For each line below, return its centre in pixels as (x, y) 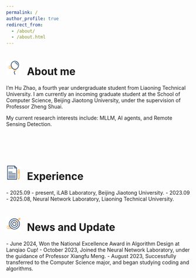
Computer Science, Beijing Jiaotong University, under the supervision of (93, 100)
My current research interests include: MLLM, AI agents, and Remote (89, 118)
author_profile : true (33, 18)
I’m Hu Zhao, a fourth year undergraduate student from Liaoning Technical (96, 88)
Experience (55, 177)
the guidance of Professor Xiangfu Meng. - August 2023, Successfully (91, 256)
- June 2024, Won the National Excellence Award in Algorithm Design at (93, 243)
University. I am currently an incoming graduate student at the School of (93, 94)
